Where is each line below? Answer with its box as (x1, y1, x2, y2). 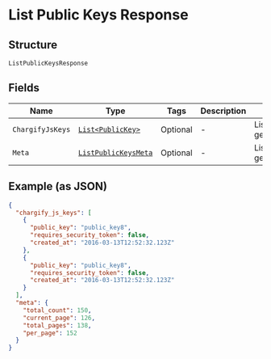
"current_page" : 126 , (23, 314, 95, 322)
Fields (8, 81, 40, 95)
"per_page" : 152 (23, 329, 78, 337)
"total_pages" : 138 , (23, 321, 92, 329)
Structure (8, 38, 58, 52)
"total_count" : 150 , (23, 306, 92, 315)
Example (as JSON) (8, 179, 107, 193)
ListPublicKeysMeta (77, 148, 153, 157)
